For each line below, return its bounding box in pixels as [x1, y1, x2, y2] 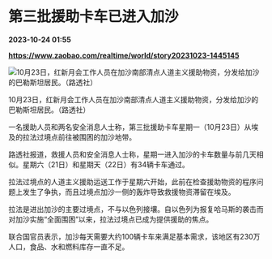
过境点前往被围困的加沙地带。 [36, 132, 136, 142]
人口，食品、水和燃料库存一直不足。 [8, 241, 130, 252]
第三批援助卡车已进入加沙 [8, 7, 180, 26]
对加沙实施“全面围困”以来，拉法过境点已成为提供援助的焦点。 [8, 214, 214, 224]
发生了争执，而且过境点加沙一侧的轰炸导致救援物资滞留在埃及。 [22, 187, 236, 196]
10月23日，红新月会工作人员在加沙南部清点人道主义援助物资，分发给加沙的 [8, 94, 259, 104]
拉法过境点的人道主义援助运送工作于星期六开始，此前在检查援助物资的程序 [8, 176, 257, 187]
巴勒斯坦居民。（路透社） [8, 105, 91, 114]
